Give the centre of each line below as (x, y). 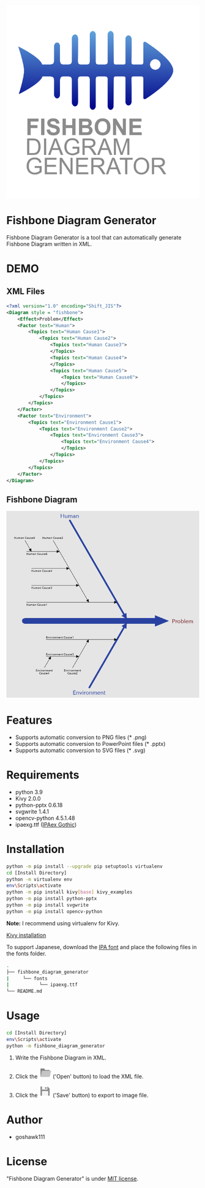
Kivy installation (26, 935)
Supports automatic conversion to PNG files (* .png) (81, 737)
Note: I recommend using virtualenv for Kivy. (63, 923)
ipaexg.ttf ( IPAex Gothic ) (46, 824)
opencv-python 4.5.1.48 (45, 818)
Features (29, 720)
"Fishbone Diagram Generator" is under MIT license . (73, 1178)
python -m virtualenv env (39, 879)
